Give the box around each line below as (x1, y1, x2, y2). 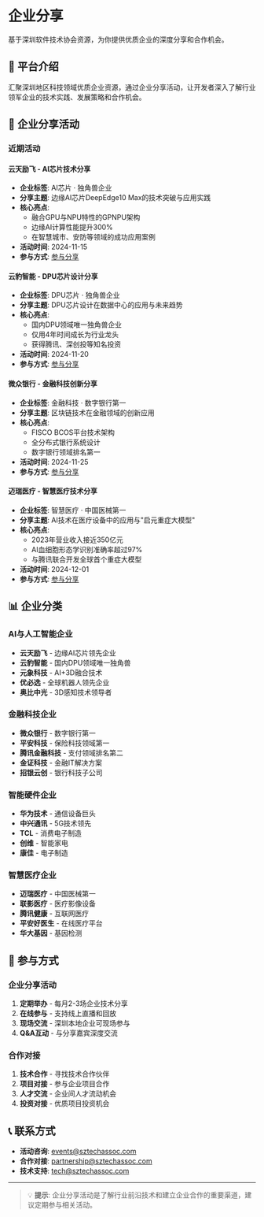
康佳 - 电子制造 (19, 848, 69, 858)
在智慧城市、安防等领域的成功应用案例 (31, 232, 156, 242)
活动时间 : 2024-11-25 (19, 457, 89, 466)
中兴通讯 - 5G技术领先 (19, 818, 92, 828)
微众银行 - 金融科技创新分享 (8, 379, 98, 388)
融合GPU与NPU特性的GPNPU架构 (31, 213, 141, 222)
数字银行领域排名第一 (31, 447, 101, 457)
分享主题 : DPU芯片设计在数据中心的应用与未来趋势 (19, 300, 183, 310)
